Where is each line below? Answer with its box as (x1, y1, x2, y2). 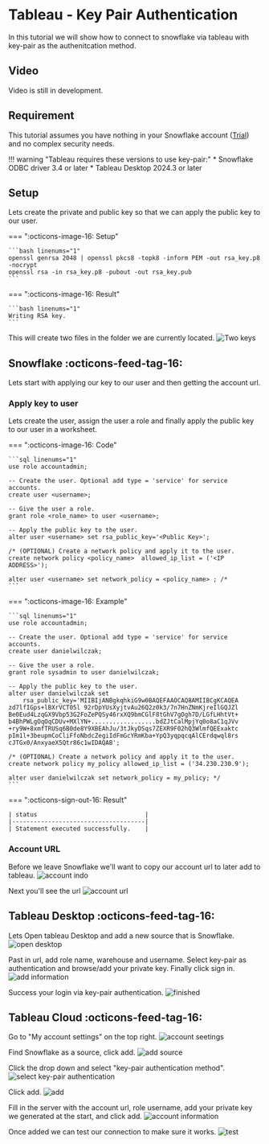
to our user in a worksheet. (8, 425, 98, 434)
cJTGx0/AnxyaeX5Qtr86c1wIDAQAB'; (8, 739, 120, 747)
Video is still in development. (8, 85, 104, 95)
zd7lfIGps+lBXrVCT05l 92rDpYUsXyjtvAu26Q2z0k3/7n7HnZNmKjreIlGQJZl (8, 704, 239, 712)
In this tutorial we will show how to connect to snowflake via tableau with (8, 32, 250, 42)
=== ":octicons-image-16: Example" (8, 597, 128, 607)
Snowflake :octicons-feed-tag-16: (8, 356, 183, 370)
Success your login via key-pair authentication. (8, 987, 164, 997)
